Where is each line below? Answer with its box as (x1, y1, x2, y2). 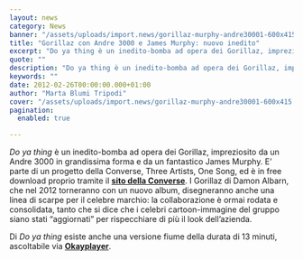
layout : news (9, 13, 59, 23)
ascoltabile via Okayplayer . (9, 241, 112, 252)
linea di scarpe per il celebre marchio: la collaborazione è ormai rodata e (9, 195, 278, 206)
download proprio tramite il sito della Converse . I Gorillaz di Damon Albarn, (9, 175, 289, 186)
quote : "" (9, 55, 47, 64)
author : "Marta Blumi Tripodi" (9, 88, 127, 97)
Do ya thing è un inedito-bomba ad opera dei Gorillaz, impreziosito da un (9, 146, 280, 158)
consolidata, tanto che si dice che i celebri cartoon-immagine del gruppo (9, 204, 280, 215)
